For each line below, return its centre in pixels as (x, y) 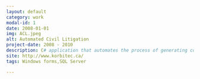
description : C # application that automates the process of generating (97, 50)
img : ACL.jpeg (24, 34)
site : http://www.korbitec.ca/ (45, 56)
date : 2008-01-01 (28, 28)
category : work (25, 17)
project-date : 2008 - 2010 (40, 45)
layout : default (26, 12)
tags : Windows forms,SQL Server (46, 61)
